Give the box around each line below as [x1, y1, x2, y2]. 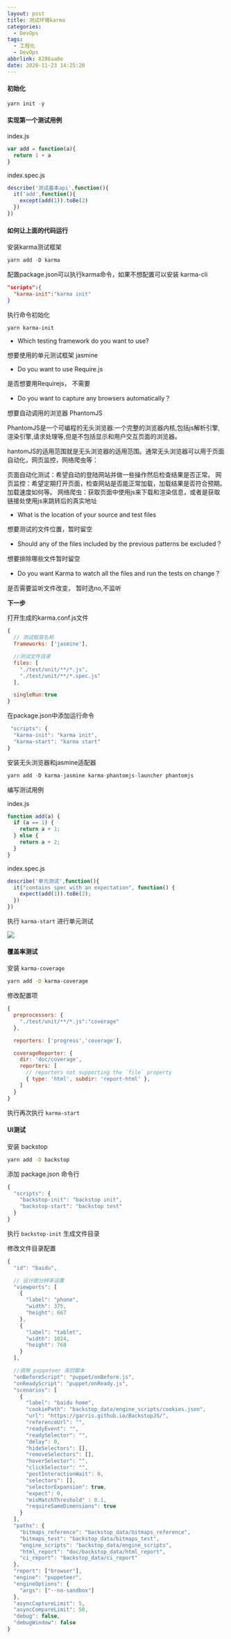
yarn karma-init [7, 324, 54, 331]
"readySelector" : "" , [25, 1432, 89, 1439]
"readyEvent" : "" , [25, 1425, 79, 1432]
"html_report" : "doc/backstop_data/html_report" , [19, 1548, 166, 1555]
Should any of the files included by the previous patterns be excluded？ [17, 540, 223, 548]
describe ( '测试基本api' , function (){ [7, 184, 109, 191]
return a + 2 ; [19, 839, 60, 846]
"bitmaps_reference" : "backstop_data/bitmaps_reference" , [19, 1528, 191, 1535]
